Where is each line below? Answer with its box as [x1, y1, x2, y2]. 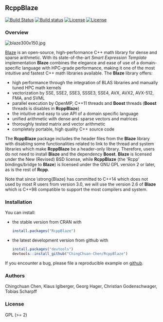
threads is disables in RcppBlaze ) [12, 106, 80, 112]
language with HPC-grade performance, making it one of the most [22, 65, 155, 71]
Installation [5, 199, 33, 206]
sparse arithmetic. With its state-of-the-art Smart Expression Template [5, 55, 147, 60]
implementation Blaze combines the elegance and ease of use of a [5, 60, 139, 66]
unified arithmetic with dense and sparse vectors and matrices [12, 116, 138, 122]
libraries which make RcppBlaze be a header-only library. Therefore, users [5, 146, 155, 152]
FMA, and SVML [12, 95, 45, 101]
